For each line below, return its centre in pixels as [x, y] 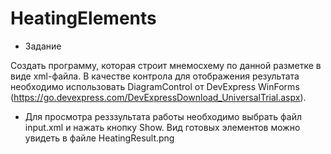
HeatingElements [83, 18]
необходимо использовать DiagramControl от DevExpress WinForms [155, 86]
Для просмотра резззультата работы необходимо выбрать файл [163, 116]
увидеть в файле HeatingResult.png [99, 138]
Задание [43, 46]
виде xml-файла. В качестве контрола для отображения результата [155, 76]
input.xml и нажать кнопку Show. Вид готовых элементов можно [162, 127]
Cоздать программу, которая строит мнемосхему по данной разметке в [166, 65]
